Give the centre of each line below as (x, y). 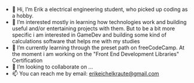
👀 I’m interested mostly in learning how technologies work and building (99, 22)
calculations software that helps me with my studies (76, 41)
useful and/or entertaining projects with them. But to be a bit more (93, 28)
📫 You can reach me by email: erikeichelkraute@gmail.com (86, 73)
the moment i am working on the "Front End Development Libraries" (96, 54)
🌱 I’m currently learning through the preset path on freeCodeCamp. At (98, 48)
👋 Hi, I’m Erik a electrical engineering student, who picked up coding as (100, 9)
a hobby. (23, 16)
